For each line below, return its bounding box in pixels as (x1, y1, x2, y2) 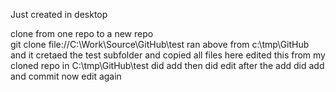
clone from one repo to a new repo (10, 28, 154, 39)
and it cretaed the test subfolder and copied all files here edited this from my (10, 49, 326, 61)
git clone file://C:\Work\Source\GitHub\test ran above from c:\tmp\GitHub (10, 39, 310, 50)
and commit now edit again (10, 70, 122, 82)
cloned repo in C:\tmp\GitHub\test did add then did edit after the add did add (10, 60, 325, 71)
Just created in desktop (10, 9, 108, 20)
